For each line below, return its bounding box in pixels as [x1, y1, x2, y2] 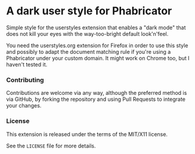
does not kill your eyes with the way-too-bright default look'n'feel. [6, 30, 169, 37]
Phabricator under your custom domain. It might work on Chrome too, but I [6, 54, 190, 61]
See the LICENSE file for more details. [6, 142, 96, 149]
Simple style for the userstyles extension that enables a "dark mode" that [6, 24, 186, 31]
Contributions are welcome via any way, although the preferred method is [6, 90, 187, 97]
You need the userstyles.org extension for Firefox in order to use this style [6, 42, 188, 49]
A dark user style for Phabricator [6, 4, 172, 18]
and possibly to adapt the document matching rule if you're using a [6, 48, 171, 55]
